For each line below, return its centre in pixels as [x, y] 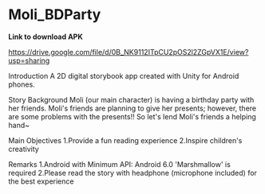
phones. [22, 84]
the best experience [41, 181]
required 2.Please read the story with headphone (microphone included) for [133, 173]
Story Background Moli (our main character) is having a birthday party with [131, 99]
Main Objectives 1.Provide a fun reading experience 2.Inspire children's [125, 140]
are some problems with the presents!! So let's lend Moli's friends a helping [132, 116]
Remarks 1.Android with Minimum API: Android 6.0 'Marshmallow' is [120, 164]
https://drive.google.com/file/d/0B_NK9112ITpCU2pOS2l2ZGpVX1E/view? [129, 52]
